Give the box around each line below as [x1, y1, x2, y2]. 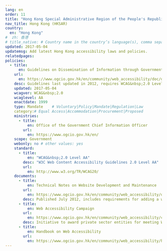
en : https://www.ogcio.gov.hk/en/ [27, 132, 99, 137]
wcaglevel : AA [14, 95, 43, 100]
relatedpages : [5, 53, 35, 59]
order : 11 [5, 12, 26, 17]
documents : [14, 173, 37, 179]
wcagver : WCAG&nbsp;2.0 [14, 90, 64, 95]
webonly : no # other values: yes [14, 141, 83, 147]
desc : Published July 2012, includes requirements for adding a [23, 197, 159, 202]
